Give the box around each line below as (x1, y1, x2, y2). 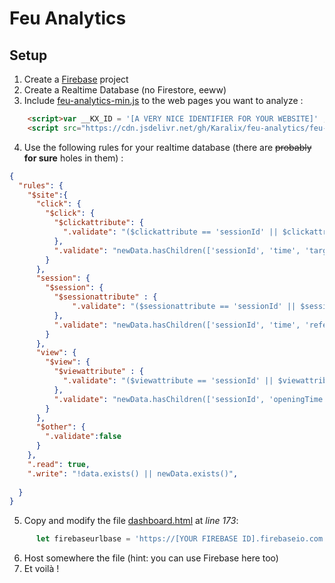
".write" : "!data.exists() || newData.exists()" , (27, 468, 239, 479)
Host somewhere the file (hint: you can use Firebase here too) (23, 552, 279, 564)
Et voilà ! (23, 563, 60, 575)
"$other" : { (35, 422, 86, 432)
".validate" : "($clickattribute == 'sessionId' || (62, 227, 279, 237)
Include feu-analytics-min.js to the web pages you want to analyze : (23, 95, 304, 106)
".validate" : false (45, 432, 122, 442)
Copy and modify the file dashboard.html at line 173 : (23, 515, 239, 527)
